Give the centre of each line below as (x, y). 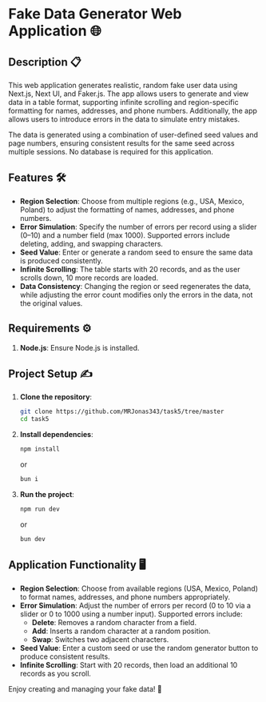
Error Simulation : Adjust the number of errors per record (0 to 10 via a (135, 605)
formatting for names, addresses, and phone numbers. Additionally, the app (133, 110)
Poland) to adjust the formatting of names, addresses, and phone (127, 210)
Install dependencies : (56, 435)
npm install (40, 449)
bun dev (32, 539)
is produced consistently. (62, 260)
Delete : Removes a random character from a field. (114, 622)
